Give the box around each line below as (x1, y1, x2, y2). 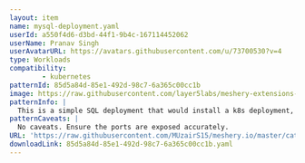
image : (9, 89, 34, 98)
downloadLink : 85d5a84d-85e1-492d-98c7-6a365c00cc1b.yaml (9, 139, 233, 149)
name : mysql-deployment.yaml (9, 22, 120, 31)
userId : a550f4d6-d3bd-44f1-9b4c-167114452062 (9, 30, 189, 39)
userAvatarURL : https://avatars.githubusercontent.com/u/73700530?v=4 (9, 47, 282, 56)
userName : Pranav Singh (9, 38, 100, 48)
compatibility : (9, 64, 67, 73)
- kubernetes (42, 72, 92, 81)
